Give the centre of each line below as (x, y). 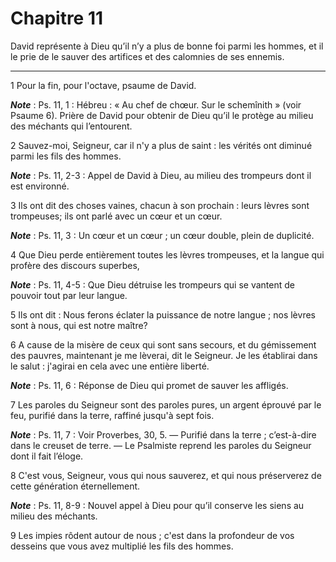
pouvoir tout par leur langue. (69, 295)
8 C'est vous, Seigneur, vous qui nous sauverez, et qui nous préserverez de (166, 475)
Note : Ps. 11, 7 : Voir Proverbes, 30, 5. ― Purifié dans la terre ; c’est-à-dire (163, 434)
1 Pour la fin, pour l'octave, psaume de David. (103, 85)
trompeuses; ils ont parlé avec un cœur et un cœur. (116, 216)
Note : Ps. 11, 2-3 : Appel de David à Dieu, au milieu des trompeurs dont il (161, 175)
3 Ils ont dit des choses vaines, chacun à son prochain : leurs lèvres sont (160, 205)
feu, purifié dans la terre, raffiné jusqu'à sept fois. (112, 415)
